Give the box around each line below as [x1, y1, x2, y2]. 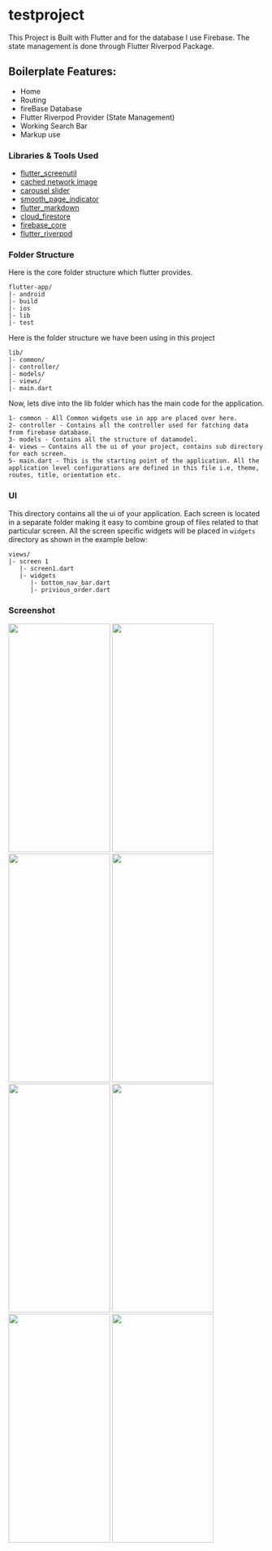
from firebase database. [8, 428, 93, 437]
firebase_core [19, 220, 67, 230]
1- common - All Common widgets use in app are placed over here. [8, 415, 238, 423]
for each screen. [8, 450, 67, 458]
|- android [8, 290, 45, 298]
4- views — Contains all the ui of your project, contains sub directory [8, 443, 264, 451]
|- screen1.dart [19, 564, 75, 572]
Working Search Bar [19, 120, 88, 131]
